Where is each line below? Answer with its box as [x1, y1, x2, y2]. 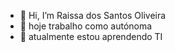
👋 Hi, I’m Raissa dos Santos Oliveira [19, 10, 167, 21]
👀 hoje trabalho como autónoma [19, 20, 153, 32]
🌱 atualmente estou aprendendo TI [19, 31, 163, 42]
